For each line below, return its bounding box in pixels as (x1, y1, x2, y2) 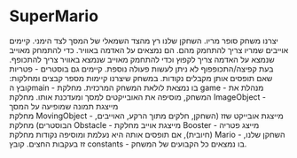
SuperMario (9, 6, 99, 26)
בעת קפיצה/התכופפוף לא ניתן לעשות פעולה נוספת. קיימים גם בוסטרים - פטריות (9, 64, 274, 74)
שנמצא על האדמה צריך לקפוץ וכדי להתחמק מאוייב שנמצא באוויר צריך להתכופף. (9, 54, 275, 64)
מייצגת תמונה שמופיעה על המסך (9, 101, 119, 111)
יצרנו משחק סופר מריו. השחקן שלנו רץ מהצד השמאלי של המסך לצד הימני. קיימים (9, 35, 279, 46)
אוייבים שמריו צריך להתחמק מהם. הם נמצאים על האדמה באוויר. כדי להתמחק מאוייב (9, 44, 289, 55)
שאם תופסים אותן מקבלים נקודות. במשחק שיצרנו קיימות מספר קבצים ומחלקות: (9, 72, 273, 83)
